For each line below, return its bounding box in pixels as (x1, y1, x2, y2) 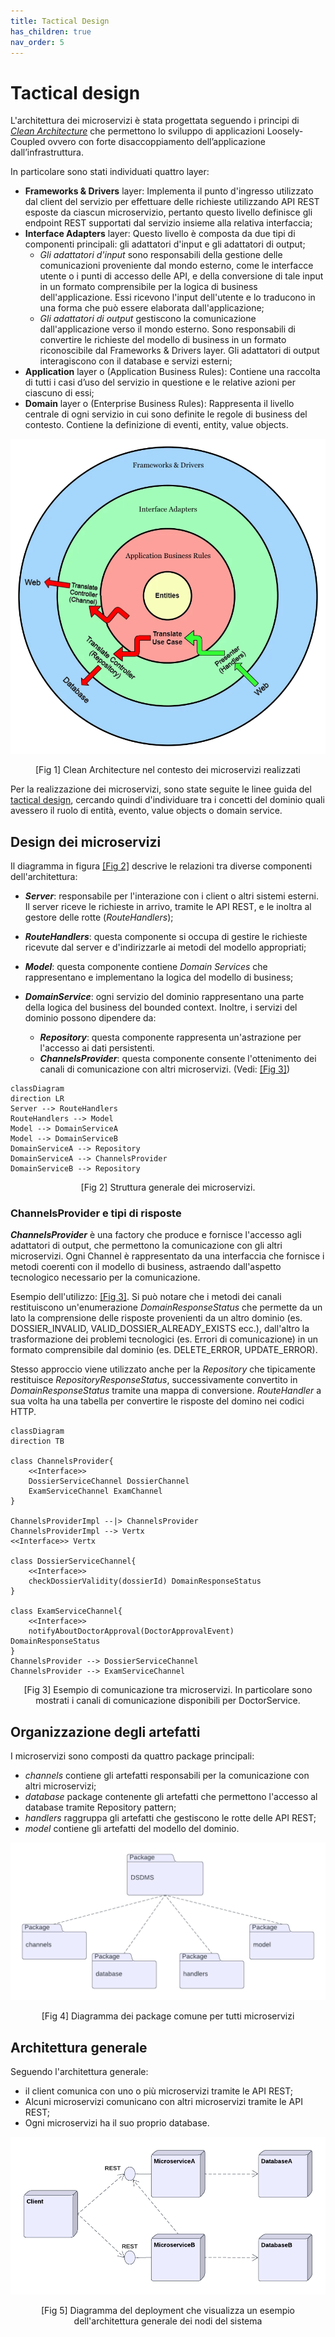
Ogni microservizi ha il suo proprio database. (24, 2117, 210, 2129)
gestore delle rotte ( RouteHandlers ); (24, 911, 174, 924)
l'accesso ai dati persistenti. (39, 1042, 155, 1054)
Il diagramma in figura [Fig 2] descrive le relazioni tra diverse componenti (10, 860, 313, 872)
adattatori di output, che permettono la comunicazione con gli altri (10, 1240, 283, 1252)
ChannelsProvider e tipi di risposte (10, 1206, 182, 1220)
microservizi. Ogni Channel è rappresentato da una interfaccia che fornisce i (10, 1250, 325, 1262)
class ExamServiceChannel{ (10, 1606, 123, 1617)
